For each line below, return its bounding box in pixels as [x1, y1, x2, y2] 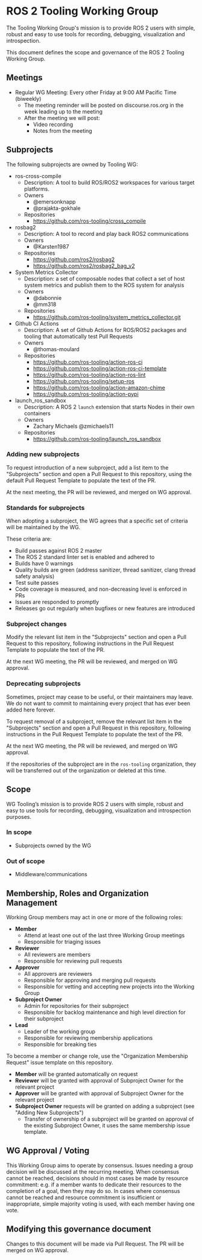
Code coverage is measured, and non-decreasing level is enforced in [14, 585, 187, 593]
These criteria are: [6, 535, 52, 542]
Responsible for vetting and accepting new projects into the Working [24, 982, 195, 990]
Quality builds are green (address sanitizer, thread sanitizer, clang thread [14, 566, 196, 574]
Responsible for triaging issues [24, 938, 101, 945]
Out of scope [6, 857, 45, 865]
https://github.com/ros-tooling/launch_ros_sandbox [33, 435, 162, 442]
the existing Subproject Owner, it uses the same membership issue [24, 1121, 190, 1129]
